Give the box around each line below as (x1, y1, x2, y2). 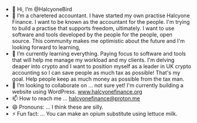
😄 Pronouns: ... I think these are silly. (11, 103, 104, 110)
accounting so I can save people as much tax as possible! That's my (11, 69, 181, 76)
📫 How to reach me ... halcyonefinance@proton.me (11, 95, 141, 102)
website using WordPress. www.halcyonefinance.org (11, 88, 143, 95)
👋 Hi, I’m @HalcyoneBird (11, 6, 72, 13)
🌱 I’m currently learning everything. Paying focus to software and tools (11, 50, 186, 57)
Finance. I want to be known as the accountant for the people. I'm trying (11, 19, 190, 25)
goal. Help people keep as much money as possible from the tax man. (11, 75, 184, 82)
